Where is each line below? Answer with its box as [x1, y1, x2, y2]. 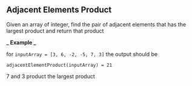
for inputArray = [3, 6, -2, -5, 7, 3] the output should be [6, 51, 158, 58]
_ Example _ [6, 38, 36, 46]
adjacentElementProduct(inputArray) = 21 [6, 62, 113, 68]
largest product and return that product [6, 27, 104, 34]
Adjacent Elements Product [6, 5, 112, 15]
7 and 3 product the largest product [6, 72, 95, 80]
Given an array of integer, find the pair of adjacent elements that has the [6, 20, 187, 28]
